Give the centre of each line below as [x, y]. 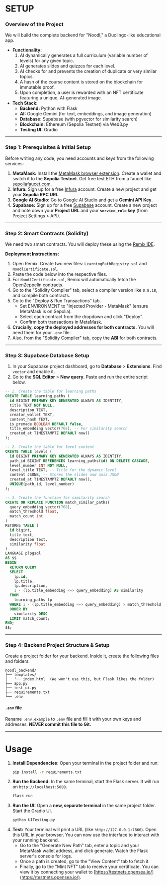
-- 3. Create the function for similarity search [58, 497]
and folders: [17, 661]
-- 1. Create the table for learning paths [51, 392]
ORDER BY [19, 609]
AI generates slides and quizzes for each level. [68, 66]
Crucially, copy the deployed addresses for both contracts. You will [83, 327]
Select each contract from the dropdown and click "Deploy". [81, 317]
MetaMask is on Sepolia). [46, 311]
